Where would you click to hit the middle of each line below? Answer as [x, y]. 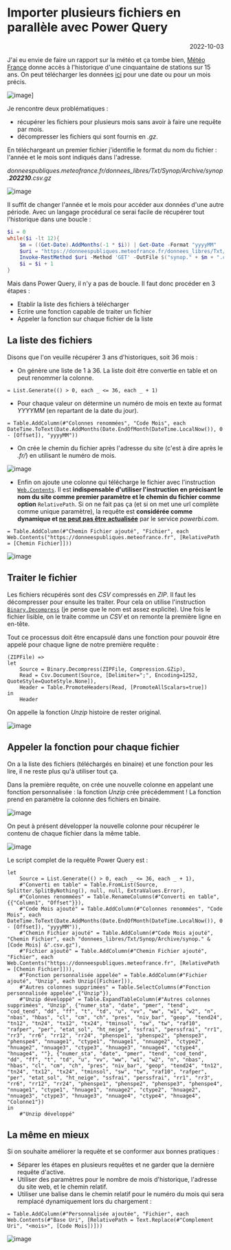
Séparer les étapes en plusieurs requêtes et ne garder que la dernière [115, 1165]
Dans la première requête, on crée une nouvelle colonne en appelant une [110, 785]
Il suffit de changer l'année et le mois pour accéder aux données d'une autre [115, 204]
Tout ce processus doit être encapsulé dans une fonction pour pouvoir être [113, 637]
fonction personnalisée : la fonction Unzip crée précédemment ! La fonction [114, 792]
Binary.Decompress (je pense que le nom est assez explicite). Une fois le [109, 609]
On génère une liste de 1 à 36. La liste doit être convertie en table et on [117, 370]
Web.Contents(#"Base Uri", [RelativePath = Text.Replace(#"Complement [110, 1220]
